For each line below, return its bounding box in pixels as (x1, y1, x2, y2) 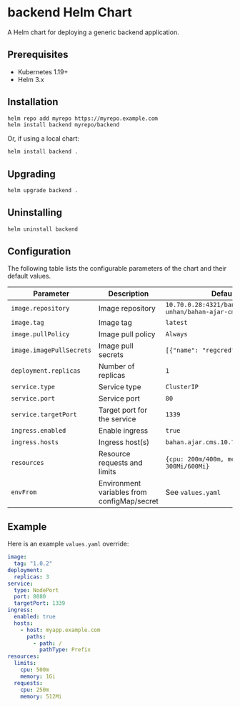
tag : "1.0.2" (14, 560, 53, 568)
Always (165, 330, 188, 339)
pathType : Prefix (39, 646, 91, 653)
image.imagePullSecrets (11, 346, 92, 354)
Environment (99, 478, 141, 488)
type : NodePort (14, 586, 59, 593)
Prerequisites (7, 49, 69, 61)
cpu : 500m (20, 666, 50, 673)
